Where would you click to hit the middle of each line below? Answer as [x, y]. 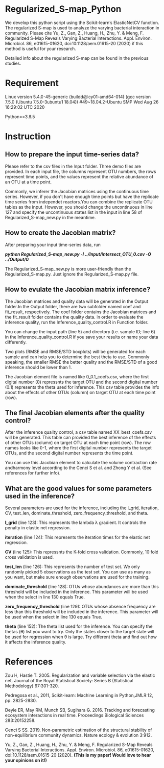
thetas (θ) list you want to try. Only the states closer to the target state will [80, 632]
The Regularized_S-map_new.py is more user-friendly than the [68, 269]
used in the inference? [40, 496]
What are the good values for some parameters [79, 488]
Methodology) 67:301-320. [32, 686]
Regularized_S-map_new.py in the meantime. [50, 217]
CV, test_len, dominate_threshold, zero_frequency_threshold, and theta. [77, 513]
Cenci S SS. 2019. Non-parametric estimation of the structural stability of [79, 730]
